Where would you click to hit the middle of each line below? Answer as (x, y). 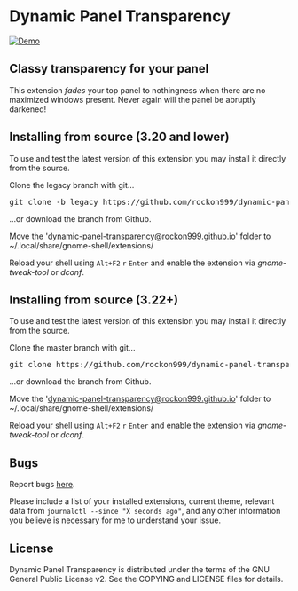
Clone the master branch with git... (72, 348)
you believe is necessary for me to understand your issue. (115, 520)
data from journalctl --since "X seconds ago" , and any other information (145, 511)
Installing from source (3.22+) (94, 299)
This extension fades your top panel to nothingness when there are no (137, 90)
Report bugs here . (42, 485)
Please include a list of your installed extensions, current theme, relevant (142, 501)
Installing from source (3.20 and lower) (119, 137)
